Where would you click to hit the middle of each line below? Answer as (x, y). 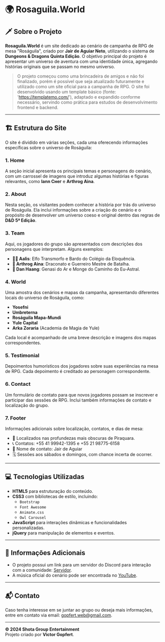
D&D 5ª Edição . (21, 220)
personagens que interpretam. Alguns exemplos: (55, 249)
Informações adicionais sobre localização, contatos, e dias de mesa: (74, 428)
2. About (15, 194)
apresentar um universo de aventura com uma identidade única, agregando (82, 61)
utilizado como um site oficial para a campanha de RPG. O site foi (83, 87)
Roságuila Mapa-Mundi (37, 318)
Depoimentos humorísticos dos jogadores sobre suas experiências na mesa (82, 366)
